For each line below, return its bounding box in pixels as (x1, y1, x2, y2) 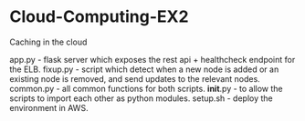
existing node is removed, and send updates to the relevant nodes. (9, 73, 260, 84)
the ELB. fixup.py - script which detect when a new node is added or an (9, 64, 279, 75)
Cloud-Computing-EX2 (9, 6, 189, 27)
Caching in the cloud (9, 36, 88, 47)
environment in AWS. (9, 102, 89, 113)
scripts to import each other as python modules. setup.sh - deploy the (9, 93, 274, 104)
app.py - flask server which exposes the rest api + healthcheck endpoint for (9, 54, 296, 65)
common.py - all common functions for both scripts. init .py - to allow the (9, 83, 283, 94)
